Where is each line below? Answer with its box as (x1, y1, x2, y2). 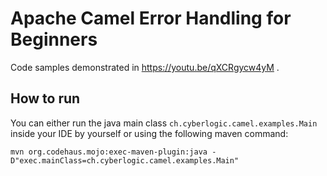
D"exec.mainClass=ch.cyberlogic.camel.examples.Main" (10, 155, 240, 166)
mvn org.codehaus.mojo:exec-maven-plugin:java (10, 147, 208, 157)
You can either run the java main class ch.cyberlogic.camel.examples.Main (10, 117, 318, 129)
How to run (10, 90, 81, 107)
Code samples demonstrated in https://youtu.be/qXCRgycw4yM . (10, 61, 280, 73)
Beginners (10, 28, 98, 51)
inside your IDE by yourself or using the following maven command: (10, 127, 289, 139)
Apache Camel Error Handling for (10, 7, 292, 30)
